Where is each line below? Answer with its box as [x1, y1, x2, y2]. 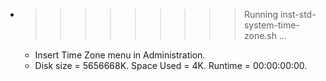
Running [243, 9, 279, 20]
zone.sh [243, 30, 278, 41]
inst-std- [279, 9, 317, 20]
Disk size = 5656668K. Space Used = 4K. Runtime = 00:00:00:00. [34, 60, 308, 71]
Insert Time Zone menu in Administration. [34, 49, 206, 61]
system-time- [243, 19, 300, 31]
